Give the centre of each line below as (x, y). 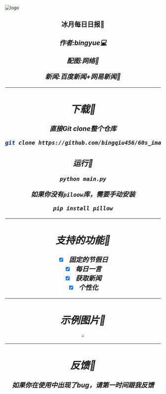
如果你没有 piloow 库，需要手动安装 (83, 194)
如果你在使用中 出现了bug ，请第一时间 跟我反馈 (83, 385)
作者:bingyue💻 (83, 43)
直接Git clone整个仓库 (83, 129)
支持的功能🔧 (83, 240)
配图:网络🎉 (83, 61)
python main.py (83, 179)
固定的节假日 (88, 260)
